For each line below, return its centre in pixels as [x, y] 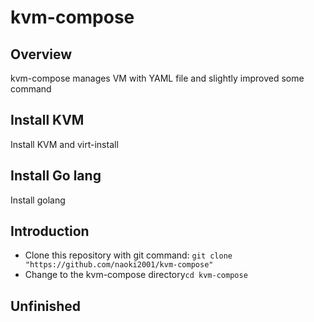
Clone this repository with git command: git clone [128, 255]
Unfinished [46, 306]
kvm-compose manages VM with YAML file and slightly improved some [157, 78]
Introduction [50, 231]
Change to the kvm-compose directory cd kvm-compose [136, 275]
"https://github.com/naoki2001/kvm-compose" [119, 265]
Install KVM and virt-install [64, 144]
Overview [41, 54]
